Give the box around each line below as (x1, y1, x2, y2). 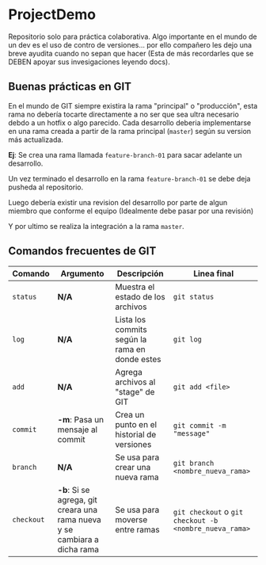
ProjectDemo (8, 6, 97, 24)
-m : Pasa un (57, 414, 104, 425)
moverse (114, 513, 148, 525)
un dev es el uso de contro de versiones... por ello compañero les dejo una (8, 40, 252, 49)
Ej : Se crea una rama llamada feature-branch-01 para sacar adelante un (8, 150, 243, 159)
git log (173, 334, 202, 344)
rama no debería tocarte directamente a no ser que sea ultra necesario (8, 109, 239, 119)
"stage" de (114, 386, 155, 397)
